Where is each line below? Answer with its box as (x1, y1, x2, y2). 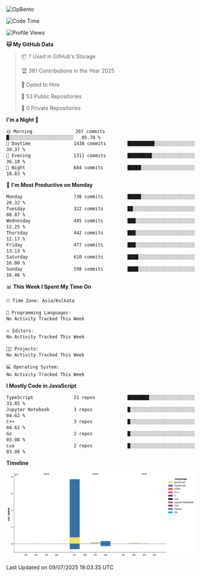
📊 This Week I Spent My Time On (6, 283, 91, 290)
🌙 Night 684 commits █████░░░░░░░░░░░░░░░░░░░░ (6, 165, 196, 171)
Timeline (6, 459, 29, 467)
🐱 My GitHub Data (6, 41, 54, 48)
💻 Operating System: (6, 364, 60, 370)
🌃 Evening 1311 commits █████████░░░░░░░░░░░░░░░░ (6, 153, 196, 159)
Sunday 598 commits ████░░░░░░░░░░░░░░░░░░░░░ (6, 266, 196, 272)
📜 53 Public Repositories (20, 93, 82, 99)
